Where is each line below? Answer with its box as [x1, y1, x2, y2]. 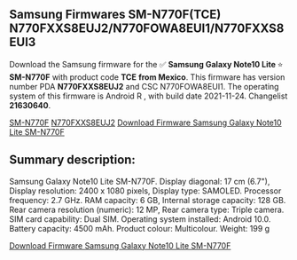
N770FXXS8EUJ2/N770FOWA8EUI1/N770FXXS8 [9, 21, 285, 36]
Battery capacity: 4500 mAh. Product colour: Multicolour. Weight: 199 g [9, 223, 270, 233]
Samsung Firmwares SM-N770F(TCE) [9, 7, 222, 22]
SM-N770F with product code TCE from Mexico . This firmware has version [9, 71, 285, 83]
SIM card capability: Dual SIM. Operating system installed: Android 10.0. [9, 213, 271, 225]
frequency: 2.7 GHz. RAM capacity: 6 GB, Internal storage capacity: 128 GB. [9, 194, 286, 205]
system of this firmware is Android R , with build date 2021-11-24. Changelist [9, 91, 288, 101]
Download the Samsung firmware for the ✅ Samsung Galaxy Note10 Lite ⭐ [9, 59, 284, 69]
